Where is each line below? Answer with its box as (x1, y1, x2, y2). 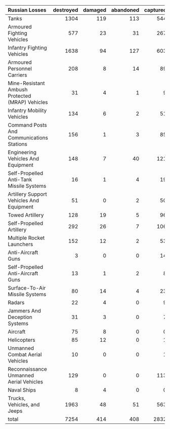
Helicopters (8, 337, 35, 343)
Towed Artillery (8, 211, 44, 219)
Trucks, (8, 395, 26, 402)
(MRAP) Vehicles (8, 99, 48, 105)
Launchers (8, 241, 33, 247)
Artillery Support (8, 191, 47, 197)
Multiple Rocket (8, 234, 45, 241)
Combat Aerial (8, 351, 42, 358)
